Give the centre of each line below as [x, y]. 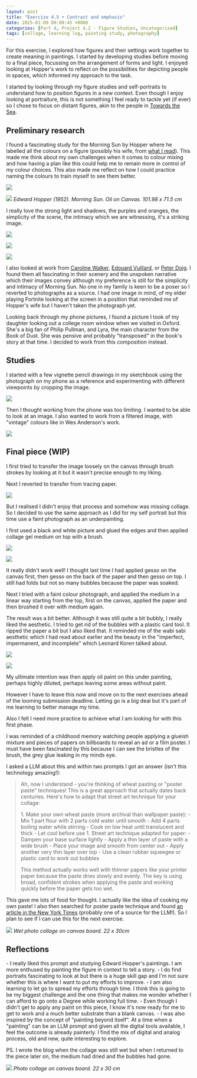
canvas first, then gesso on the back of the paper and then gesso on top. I [96, 576]
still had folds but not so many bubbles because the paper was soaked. [93, 582]
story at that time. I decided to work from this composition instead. [87, 342]
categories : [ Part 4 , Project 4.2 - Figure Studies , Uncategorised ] [92, 28]
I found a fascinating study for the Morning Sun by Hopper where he [89, 145]
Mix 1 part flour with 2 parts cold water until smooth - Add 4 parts [100, 820]
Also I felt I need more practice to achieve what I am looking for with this [94, 718]
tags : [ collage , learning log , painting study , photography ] [83, 34]
